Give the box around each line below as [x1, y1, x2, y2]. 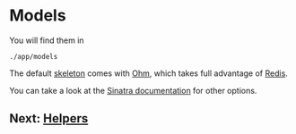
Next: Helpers [9, 111, 89, 126]
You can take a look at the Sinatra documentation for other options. [9, 85, 257, 96]
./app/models [9, 52, 58, 61]
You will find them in [9, 35, 84, 46]
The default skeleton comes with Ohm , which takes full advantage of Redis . [9, 68, 289, 79]
